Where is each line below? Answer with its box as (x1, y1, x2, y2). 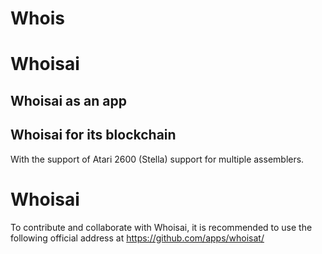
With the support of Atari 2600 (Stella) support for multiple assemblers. (10, 153, 305, 165)
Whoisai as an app (10, 92, 127, 109)
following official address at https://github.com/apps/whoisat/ (10, 232, 265, 244)
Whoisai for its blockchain (10, 127, 177, 144)
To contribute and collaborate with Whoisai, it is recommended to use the (10, 221, 313, 233)
